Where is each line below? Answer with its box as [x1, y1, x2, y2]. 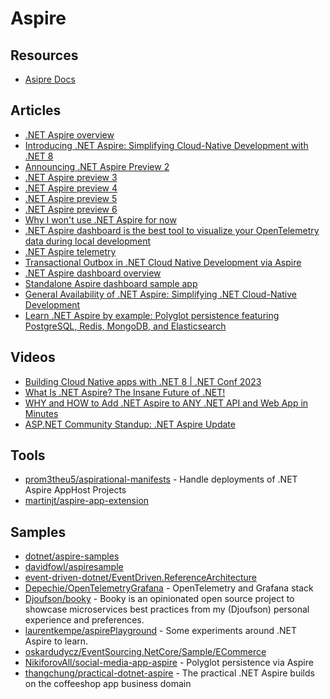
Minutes [24, 407, 59, 419]
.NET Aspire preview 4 [24, 182, 118, 194]
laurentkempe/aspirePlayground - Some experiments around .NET [24, 625, 298, 637]
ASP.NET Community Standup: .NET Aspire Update [24, 418, 236, 430]
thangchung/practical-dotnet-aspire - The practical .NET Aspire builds [24, 667, 315, 679]
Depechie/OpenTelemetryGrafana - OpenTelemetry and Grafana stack [24, 582, 314, 594]
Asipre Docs [24, 73, 76, 85]
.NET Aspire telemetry [24, 245, 117, 257]
